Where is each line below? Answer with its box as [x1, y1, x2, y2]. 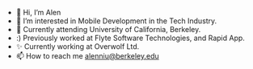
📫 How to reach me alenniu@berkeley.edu [15, 51, 159, 60]
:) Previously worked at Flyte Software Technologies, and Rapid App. [15, 33, 245, 43]
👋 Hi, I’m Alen [15, 8, 61, 17]
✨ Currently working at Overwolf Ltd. [15, 42, 140, 51]
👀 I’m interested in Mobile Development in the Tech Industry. [15, 16, 217, 26]
